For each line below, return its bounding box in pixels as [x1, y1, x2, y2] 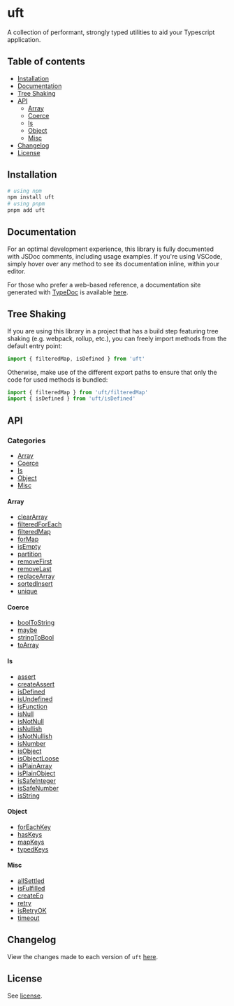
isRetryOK [17, 907, 47, 915]
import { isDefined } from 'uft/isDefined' [7, 395, 136, 403]
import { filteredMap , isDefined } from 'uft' [7, 355, 145, 362]
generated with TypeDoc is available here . [7, 288, 129, 296]
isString [17, 791, 40, 800]
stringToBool [17, 633, 54, 642]
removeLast [17, 565, 52, 573]
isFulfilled [17, 884, 45, 893]
